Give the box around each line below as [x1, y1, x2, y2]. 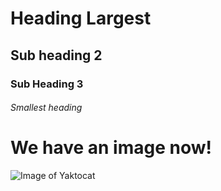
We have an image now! [10, 137, 212, 159]
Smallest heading [10, 102, 83, 114]
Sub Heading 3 [10, 77, 84, 91]
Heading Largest [10, 7, 152, 30]
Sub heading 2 [10, 47, 103, 64]
